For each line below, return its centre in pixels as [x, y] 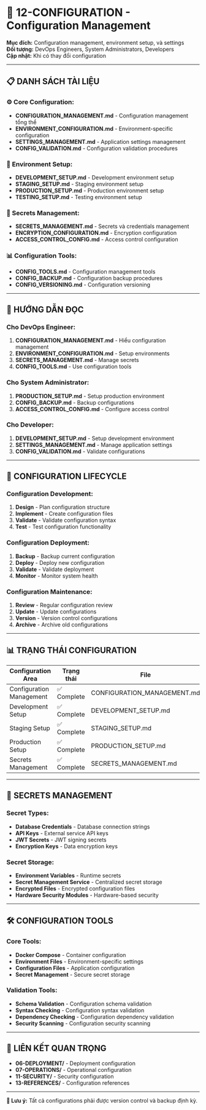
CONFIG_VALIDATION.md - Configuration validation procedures [96, 148]
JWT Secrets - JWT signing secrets [61, 840]
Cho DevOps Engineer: [41, 327]
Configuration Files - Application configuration [75, 968]
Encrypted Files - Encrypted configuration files [75, 888]
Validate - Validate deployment [55, 569]
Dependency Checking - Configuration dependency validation [95, 1017]
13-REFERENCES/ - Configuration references [72, 1083]
